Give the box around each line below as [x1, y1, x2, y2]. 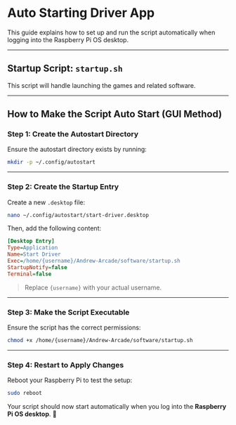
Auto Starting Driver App [7, 5, 155, 21]
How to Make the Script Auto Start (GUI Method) [7, 108, 223, 120]
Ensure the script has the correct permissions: [7, 323, 141, 332]
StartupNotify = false [7, 263, 68, 271]
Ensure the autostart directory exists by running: [7, 145, 147, 154]
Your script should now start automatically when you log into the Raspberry [7, 403, 227, 411]
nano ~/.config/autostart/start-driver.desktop [7, 211, 150, 218]
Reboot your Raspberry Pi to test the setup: [7, 376, 133, 384]
